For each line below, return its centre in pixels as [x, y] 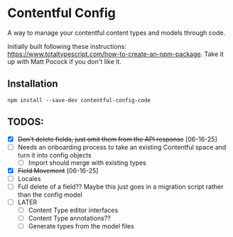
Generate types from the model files [81, 226]
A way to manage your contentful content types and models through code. [116, 33]
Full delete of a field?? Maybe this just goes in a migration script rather [120, 187]
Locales [29, 178]
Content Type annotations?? [70, 219]
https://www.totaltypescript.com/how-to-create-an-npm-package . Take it [115, 54]
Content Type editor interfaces [73, 210]
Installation [33, 84]
